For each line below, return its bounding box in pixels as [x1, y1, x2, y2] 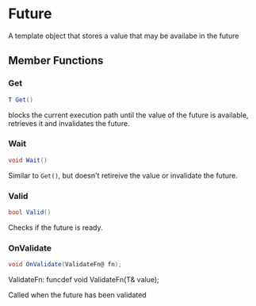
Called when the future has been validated [8, 290, 147, 300]
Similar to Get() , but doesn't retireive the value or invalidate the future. [8, 170, 238, 180]
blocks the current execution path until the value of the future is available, [8, 110, 249, 120]
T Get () [8, 96, 34, 104]
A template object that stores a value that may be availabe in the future [8, 31, 239, 40]
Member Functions [8, 54, 104, 67]
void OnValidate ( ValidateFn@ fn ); [8, 261, 123, 269]
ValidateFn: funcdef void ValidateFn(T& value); [8, 275, 160, 285]
